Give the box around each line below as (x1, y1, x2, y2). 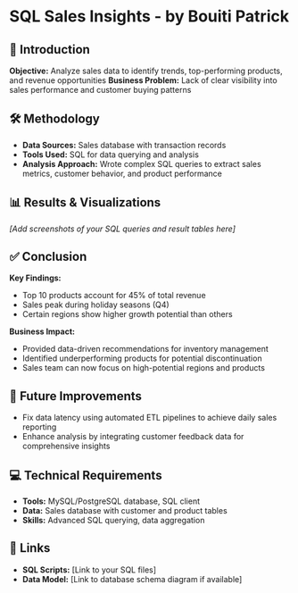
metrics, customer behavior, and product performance (21, 168, 223, 179)
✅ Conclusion (9, 249, 87, 264)
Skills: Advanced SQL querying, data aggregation (21, 515, 205, 526)
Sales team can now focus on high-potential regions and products (21, 363, 266, 373)
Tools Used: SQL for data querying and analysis (21, 149, 199, 160)
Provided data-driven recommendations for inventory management (21, 344, 269, 355)
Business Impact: (9, 326, 76, 337)
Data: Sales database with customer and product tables (21, 505, 228, 516)
